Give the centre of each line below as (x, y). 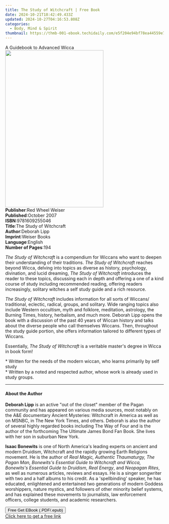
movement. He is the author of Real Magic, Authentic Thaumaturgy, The (80, 457)
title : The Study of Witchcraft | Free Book (53, 10)
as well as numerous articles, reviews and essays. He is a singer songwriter (83, 473)
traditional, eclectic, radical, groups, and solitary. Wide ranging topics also (82, 304)
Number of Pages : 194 (28, 247)
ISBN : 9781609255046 (28, 221)
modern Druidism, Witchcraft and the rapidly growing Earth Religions (76, 452)
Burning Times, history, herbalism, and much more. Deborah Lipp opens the (84, 315)
